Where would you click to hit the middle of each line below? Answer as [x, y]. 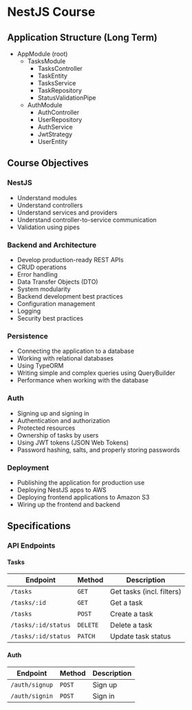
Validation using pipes [49, 227]
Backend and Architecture [52, 245]
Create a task [131, 614]
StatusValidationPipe [67, 98]
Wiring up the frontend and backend [68, 504]
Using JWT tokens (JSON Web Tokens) [73, 442]
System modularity [44, 289]
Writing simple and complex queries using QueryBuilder [96, 373]
